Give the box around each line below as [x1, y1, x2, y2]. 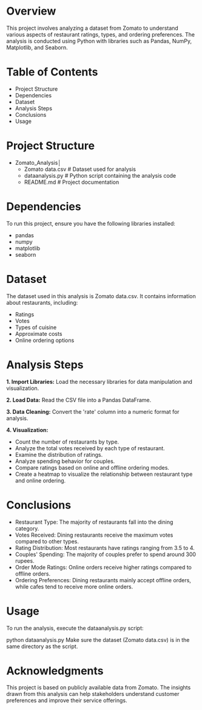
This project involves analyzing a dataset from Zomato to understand [6, 24, 179, 32]
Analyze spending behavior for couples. [15, 458, 115, 465]
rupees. [15, 557, 35, 564]
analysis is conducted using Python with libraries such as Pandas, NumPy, [6, 37, 192, 44]
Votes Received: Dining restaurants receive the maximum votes [15, 531, 173, 538]
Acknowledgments [6, 664, 104, 678]
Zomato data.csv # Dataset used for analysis [24, 165, 136, 173]
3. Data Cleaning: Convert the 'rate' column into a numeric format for [6, 408, 180, 415]
